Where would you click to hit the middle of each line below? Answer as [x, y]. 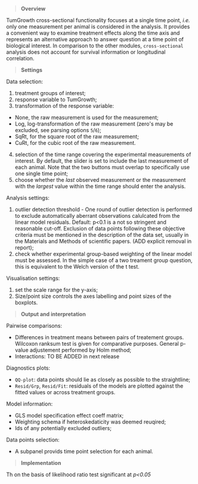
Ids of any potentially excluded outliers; [63, 428]
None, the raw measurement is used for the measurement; [87, 117]
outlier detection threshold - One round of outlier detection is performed [103, 209]
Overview [33, 9]
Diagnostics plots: [28, 368]
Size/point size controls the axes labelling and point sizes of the [93, 296]
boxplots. [26, 302]
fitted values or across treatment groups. [65, 392]
